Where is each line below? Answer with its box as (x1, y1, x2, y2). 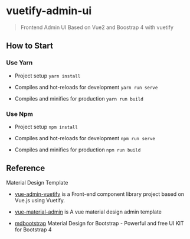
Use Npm (6, 109, 34, 118)
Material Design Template (6, 179, 68, 186)
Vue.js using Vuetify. (14, 196, 65, 204)
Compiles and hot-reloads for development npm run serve (14, 134, 155, 141)
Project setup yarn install (14, 72, 81, 79)
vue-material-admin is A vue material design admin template (14, 208, 162, 215)
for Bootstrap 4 (14, 226, 52, 233)
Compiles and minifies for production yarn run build (14, 95, 143, 102)
